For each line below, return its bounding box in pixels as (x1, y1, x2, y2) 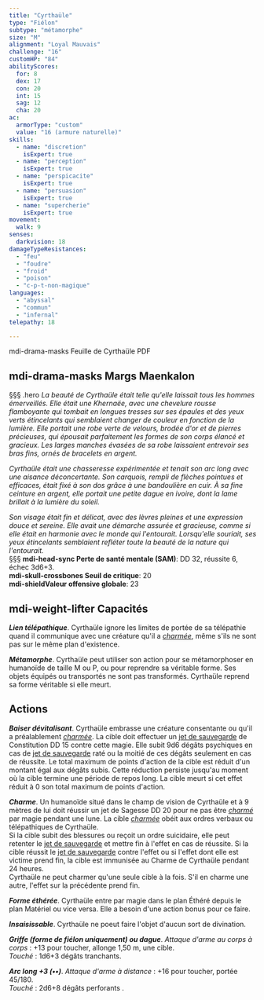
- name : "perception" (16, 158, 87, 166)
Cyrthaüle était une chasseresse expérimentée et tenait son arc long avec (9, 464, 249, 474)
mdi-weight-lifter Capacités (9, 602, 148, 615)
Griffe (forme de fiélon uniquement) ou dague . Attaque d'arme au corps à (9, 934, 253, 943)
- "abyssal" (16, 296, 56, 304)
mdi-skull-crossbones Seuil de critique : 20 (9, 571, 152, 581)
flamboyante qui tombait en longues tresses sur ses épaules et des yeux (9, 407, 244, 416)
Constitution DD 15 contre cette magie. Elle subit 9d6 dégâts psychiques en (9, 740, 253, 749)
